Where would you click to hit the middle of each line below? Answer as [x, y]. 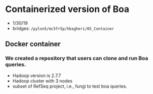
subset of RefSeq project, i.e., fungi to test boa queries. [70, 86]
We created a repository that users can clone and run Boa [77, 58]
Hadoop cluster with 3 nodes [42, 80]
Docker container [33, 44]
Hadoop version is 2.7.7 [37, 75]
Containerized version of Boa [67, 9]
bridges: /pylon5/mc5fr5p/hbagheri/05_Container [63, 28]
